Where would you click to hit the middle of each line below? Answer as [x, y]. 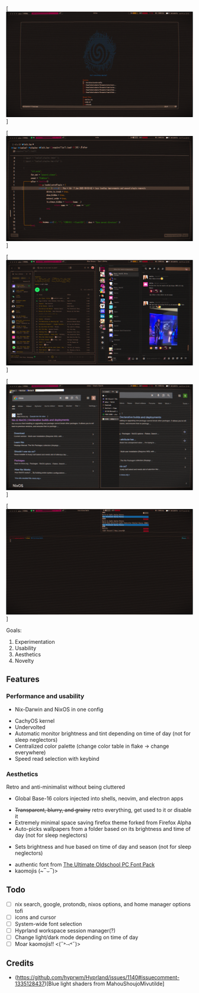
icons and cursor [35, 917]
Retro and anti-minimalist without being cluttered [66, 787]
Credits [20, 963]
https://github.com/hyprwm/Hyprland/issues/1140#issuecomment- [98, 977]
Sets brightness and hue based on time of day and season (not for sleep [103, 846]
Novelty [24, 660]
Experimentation [35, 641]
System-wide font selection [48, 924]
